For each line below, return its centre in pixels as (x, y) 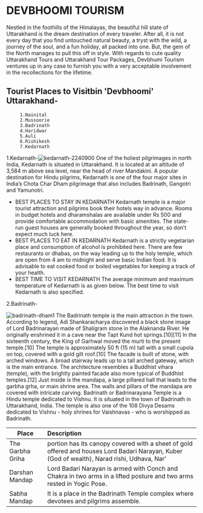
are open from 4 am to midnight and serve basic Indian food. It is (96, 260)
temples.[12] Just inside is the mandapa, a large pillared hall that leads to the (101, 380)
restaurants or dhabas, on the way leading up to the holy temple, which (104, 253)
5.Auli (28, 136)
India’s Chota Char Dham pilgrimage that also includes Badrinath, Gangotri (99, 184)
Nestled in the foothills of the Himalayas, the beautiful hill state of (87, 27)
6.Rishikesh (35, 141)
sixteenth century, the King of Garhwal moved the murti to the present (93, 341)
